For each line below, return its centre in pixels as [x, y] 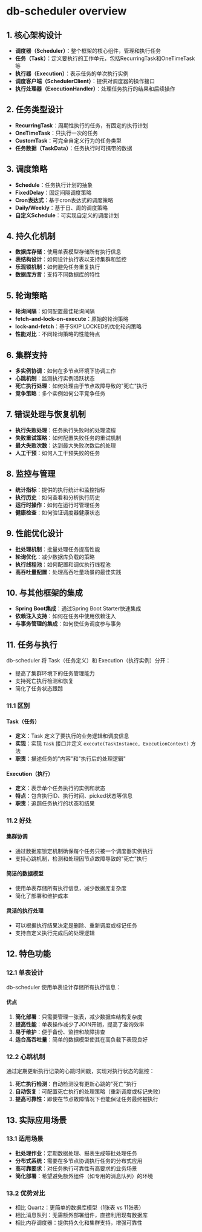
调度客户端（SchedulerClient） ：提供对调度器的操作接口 [85, 81]
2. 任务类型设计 [35, 109]
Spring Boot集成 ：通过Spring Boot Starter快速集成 [78, 608]
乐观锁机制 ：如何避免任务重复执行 [57, 267]
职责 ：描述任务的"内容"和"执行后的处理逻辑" [70, 759]
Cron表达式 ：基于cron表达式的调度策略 [64, 200]
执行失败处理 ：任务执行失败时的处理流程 [65, 430]
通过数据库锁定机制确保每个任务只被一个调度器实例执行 [84, 851]
